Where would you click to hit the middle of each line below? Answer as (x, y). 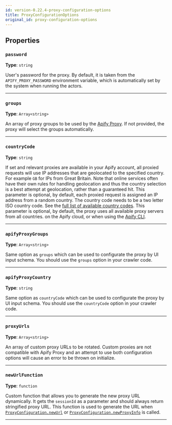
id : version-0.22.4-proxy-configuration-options (58, 10)
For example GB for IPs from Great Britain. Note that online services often (82, 178)
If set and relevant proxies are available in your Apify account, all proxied (82, 167)
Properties (23, 40)
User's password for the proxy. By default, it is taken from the (70, 75)
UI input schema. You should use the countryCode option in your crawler (81, 303)
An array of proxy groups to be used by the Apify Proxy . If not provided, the (85, 124)
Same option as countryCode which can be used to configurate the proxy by (85, 298)
